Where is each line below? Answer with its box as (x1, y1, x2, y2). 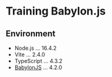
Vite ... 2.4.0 (14, 51, 46, 58)
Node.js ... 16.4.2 (14, 44, 57, 52)
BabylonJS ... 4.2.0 (14, 64, 62, 71)
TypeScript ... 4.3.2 (14, 58, 63, 64)
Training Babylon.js (5, 4, 106, 18)
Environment (5, 28, 56, 39)
